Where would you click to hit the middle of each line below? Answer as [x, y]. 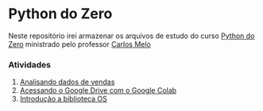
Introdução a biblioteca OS [63, 99]
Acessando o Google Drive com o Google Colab [98, 90]
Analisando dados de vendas [67, 82]
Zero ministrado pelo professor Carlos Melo [79, 44]
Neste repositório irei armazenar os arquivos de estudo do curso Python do [131, 36]
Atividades [30, 64]
